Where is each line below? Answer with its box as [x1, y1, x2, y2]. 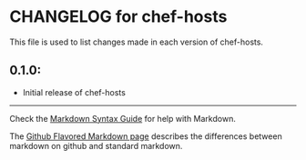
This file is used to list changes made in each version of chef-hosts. [9, 36, 264, 47]
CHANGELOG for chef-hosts [9, 6, 228, 27]
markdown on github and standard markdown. [9, 140, 183, 151]
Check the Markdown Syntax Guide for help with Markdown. [9, 113, 237, 124]
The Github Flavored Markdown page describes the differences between [9, 130, 282, 142]
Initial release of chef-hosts [22, 86, 126, 97]
